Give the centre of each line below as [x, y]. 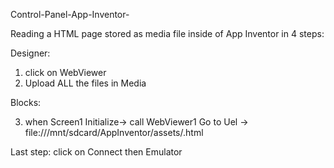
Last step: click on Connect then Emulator [96, 152]
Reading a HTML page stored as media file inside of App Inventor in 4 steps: [167, 33]
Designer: [30, 53]
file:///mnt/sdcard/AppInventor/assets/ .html [114, 132]
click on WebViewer [65, 72]
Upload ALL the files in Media [85, 83]
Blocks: [26, 102]
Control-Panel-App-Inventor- [70, 14]
